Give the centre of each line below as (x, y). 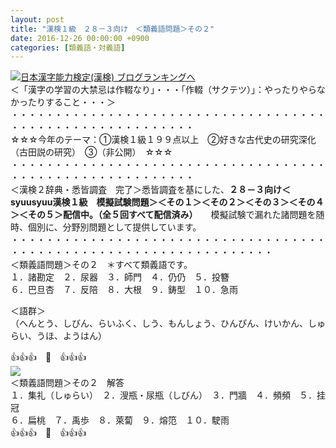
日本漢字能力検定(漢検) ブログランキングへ (108, 77)
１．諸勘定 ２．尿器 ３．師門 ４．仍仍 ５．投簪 (120, 277)
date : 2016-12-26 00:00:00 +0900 (80, 38)
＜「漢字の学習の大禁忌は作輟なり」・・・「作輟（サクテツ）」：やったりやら (163, 90)
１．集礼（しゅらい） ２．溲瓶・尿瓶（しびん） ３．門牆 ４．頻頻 (150, 395)
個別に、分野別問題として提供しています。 (114, 227)
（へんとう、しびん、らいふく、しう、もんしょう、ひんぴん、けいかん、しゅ (168, 323)
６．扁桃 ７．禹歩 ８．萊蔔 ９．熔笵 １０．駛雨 (120, 420)
